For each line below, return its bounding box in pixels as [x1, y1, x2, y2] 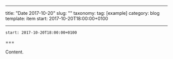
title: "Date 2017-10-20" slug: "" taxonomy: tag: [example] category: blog [5, 10, 160, 16]
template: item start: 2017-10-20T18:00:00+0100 [5, 16, 108, 21]
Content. [5, 49, 24, 55]
